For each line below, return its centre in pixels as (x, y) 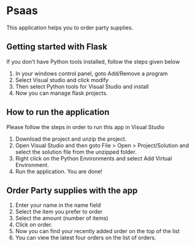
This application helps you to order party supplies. (70, 28)
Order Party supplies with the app (72, 190)
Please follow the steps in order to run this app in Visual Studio (86, 127)
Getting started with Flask (57, 47)
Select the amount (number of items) (62, 218)
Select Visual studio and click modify (62, 80)
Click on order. (34, 225)
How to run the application (58, 112)
